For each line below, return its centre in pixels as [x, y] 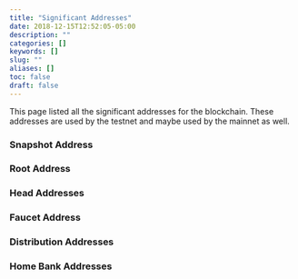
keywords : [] [34, 52]
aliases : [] [32, 69]
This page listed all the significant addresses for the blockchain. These [142, 111]
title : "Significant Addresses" [70, 18]
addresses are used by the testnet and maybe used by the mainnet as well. [150, 121]
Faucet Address [45, 217]
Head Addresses [47, 194]
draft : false [34, 85]
